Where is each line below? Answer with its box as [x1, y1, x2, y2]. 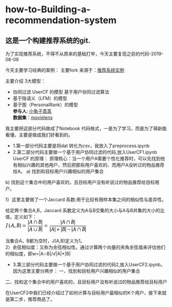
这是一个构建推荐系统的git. [5, 36, 91, 45]
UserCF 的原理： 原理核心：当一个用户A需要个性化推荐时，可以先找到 [12, 155, 161, 161]
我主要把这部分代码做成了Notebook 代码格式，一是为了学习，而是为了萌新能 [5, 126, 167, 131]
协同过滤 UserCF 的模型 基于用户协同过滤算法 [12, 89, 109, 95]
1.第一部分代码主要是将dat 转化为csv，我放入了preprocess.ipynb [12, 142, 150, 149]
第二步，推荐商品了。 [9, 296, 55, 302]
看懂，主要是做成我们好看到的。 [5, 132, 73, 138]
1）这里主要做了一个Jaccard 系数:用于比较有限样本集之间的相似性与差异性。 [5, 196, 167, 202]
